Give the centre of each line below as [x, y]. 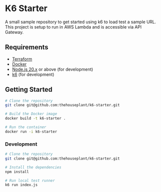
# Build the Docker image [31, 114]
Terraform [22, 59]
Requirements [27, 47]
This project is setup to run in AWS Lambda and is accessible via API [73, 27]
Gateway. [15, 32]
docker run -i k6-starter [31, 132]
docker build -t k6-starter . [36, 118]
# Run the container [26, 127]
